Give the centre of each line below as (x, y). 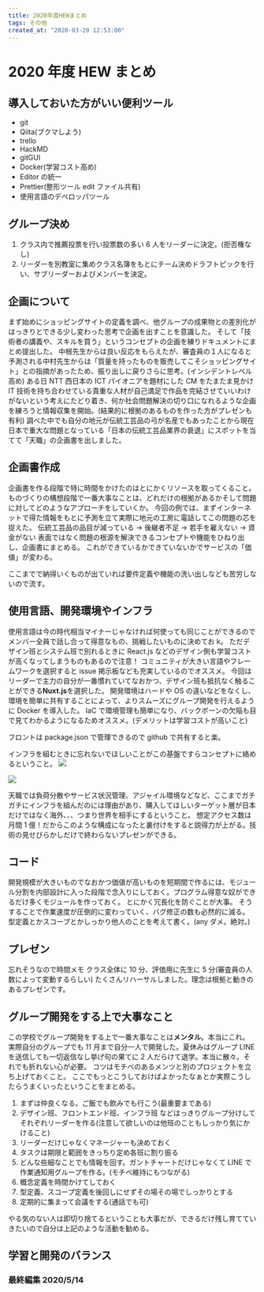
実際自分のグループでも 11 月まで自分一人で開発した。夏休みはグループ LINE (132, 1047)
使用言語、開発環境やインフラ (81, 611)
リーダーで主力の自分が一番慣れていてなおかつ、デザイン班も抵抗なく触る (128, 680)
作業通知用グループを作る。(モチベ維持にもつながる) (105, 1172)
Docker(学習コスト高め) (58, 167)
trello (28, 141)
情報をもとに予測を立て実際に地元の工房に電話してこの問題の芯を (149, 517)
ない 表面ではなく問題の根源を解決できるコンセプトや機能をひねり (130, 537)
